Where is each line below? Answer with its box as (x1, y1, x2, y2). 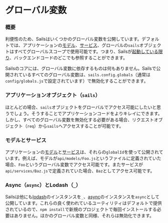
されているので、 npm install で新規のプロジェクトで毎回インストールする (5, 206, 157, 212)
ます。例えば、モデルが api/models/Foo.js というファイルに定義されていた (9, 155, 161, 161)
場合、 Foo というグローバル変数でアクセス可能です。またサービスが (5, 161, 143, 168)
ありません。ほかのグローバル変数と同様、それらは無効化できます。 (14, 212, 154, 218)
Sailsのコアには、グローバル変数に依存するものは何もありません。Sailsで (5, 66, 156, 72)
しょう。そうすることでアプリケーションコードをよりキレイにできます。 (14, 110, 162, 116)
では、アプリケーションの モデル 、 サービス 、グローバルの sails (9, 42, 139, 48)
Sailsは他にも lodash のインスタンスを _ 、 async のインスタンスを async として (5, 194, 159, 200)
